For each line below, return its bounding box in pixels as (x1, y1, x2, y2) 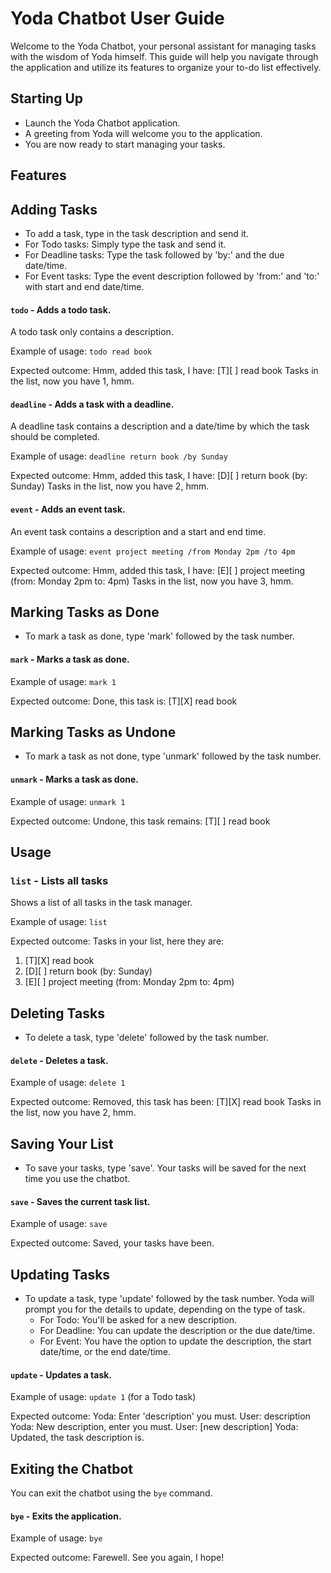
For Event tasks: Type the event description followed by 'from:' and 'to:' (24, 270, 320, 282)
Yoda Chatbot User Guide (10, 7, 225, 30)
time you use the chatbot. (24, 1173, 131, 1185)
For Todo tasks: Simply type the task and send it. (24, 238, 227, 250)
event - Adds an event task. (10, 503, 126, 515)
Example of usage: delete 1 (10, 1077, 126, 1089)
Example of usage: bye (10, 1532, 103, 1544)
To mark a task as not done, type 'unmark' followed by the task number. (24, 750, 322, 762)
